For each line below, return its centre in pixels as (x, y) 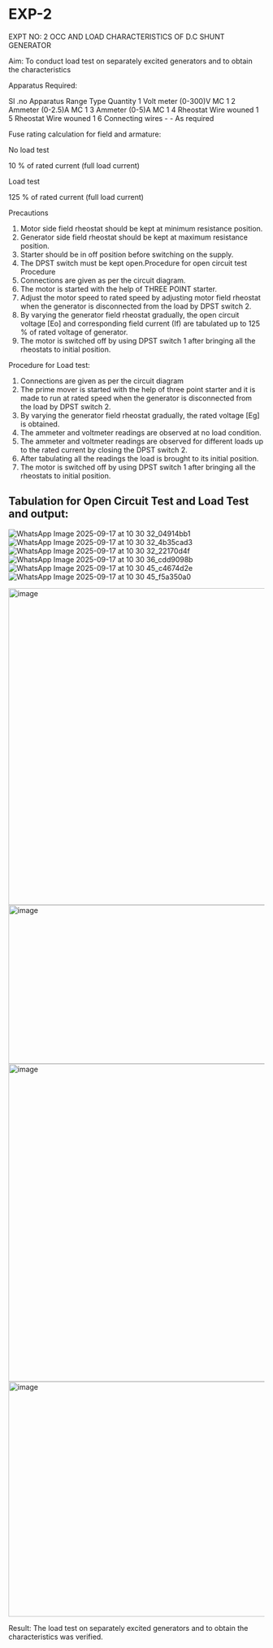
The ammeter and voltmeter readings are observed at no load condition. (141, 432)
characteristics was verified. (56, 1637)
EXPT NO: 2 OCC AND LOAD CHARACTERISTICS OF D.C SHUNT (117, 37)
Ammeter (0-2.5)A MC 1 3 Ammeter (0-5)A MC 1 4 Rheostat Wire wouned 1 (134, 110)
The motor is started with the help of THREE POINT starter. (119, 288)
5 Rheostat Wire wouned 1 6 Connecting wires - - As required (111, 118)
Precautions (28, 213)
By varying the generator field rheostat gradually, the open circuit (130, 314)
